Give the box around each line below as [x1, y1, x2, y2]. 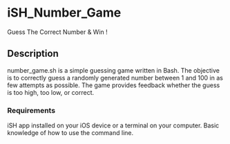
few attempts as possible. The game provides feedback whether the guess [7, 81, 220, 89]
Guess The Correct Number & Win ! [7, 28, 108, 36]
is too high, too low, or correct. [7, 88, 95, 96]
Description [7, 48, 59, 60]
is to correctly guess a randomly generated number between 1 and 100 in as [7, 73, 223, 82]
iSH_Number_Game [7, 5, 122, 21]
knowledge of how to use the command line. [7, 129, 134, 137]
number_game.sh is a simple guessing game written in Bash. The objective [7, 66, 220, 74]
